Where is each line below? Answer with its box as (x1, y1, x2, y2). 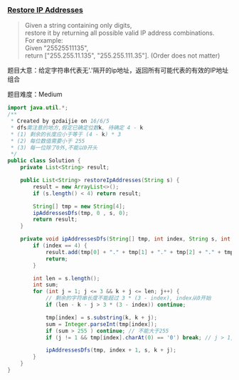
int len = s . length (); (33, 275, 100, 282)
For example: (24, 36, 63, 45)
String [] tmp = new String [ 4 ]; (33, 203, 126, 210)
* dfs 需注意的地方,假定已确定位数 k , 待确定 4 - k (10, 124, 144, 131)
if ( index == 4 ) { (33, 242, 87, 250)
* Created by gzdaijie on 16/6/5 (10, 117, 110, 125)
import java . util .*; (7, 105, 69, 112)
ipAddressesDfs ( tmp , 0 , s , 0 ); (33, 209, 129, 216)
